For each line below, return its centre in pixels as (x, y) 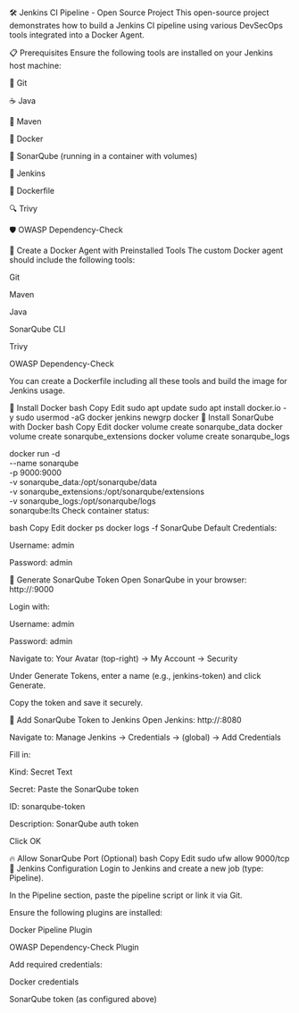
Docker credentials (44, 982)
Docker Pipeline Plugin (51, 930)
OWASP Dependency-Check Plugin (75, 947)
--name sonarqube (44, 463)
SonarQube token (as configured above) (83, 999)
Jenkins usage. (37, 390)
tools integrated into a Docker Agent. (77, 35)
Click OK (25, 841)
